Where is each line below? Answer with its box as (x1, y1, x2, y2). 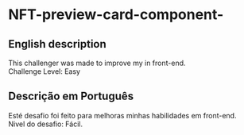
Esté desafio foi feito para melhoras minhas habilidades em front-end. (8, 110, 237, 120)
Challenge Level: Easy (8, 67, 81, 76)
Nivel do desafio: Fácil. (8, 119, 83, 129)
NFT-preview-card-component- (8, 6, 224, 24)
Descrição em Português (8, 90, 134, 103)
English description (8, 37, 107, 51)
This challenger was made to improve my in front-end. (8, 58, 186, 67)
